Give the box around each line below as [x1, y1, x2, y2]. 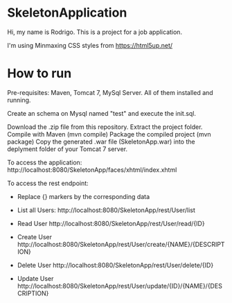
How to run [7, 66, 72, 81]
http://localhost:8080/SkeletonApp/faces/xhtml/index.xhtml [7, 165, 177, 174]
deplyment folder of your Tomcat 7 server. [7, 144, 128, 153]
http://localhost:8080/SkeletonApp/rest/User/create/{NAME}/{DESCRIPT [17, 240, 225, 248]
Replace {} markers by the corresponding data [17, 192, 150, 200]
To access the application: [7, 158, 82, 166]
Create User [17, 232, 53, 241]
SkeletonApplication [7, 5, 127, 21]
